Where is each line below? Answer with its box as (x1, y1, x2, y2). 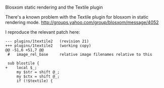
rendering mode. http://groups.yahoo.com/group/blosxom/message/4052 (5, 20, 159, 25)
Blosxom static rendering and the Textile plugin (5, 5, 103, 10)
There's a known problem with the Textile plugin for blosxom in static (5, 14, 149, 20)
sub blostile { (7, 61, 39, 66)
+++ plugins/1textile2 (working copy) (5, 43, 92, 48)
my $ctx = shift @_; (16, 74, 60, 79)
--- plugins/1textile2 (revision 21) (5, 39, 89, 44)
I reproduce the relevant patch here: (5, 29, 80, 35)
